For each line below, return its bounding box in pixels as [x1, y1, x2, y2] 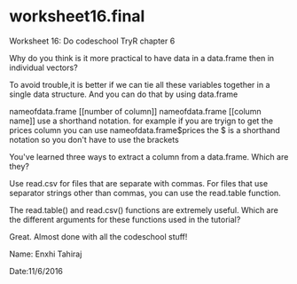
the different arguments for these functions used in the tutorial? [9, 214, 241, 225]
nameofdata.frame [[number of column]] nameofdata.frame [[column [9, 106, 262, 116]
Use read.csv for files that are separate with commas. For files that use [9, 177, 269, 188]
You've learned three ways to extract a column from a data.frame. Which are [9, 151, 289, 162]
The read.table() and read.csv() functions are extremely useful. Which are [9, 204, 279, 215]
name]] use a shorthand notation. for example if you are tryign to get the [9, 115, 273, 126]
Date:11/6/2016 [9, 265, 64, 276]
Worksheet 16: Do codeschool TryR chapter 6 [9, 35, 176, 46]
